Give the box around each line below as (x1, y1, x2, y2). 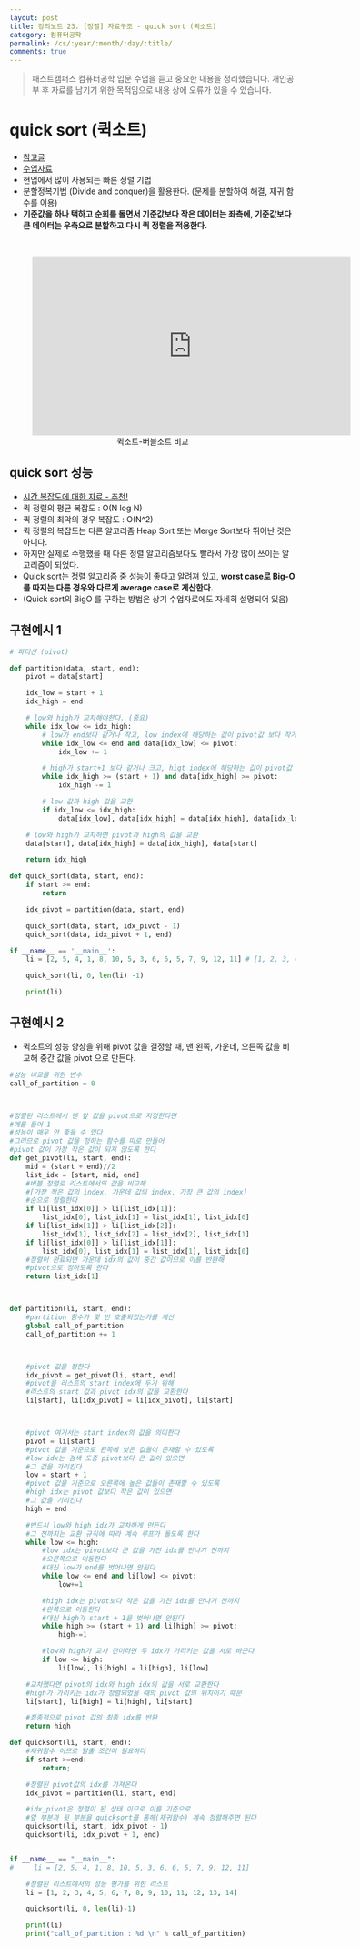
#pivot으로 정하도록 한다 (25, 1264, 109, 1273)
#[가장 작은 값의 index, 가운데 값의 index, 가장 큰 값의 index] (25, 1187, 248, 1196)
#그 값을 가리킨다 (25, 1462, 82, 1471)
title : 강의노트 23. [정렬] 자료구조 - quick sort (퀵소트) (9, 22, 217, 31)
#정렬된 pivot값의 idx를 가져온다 (25, 1780, 137, 1789)
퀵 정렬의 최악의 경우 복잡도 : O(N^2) (22, 513, 154, 524)
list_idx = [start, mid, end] (25, 1170, 141, 1179)
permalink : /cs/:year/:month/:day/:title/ (9, 38, 173, 48)
